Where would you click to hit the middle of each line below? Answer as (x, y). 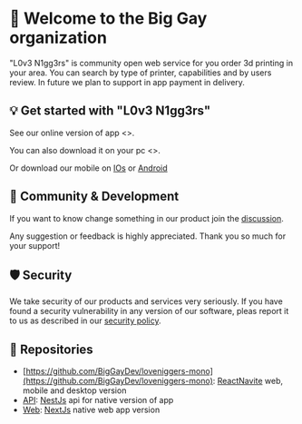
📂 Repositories (51, 349)
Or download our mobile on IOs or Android (88, 168)
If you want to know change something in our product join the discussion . (146, 218)
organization (58, 38)
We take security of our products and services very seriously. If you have (146, 301)
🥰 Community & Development (94, 197)
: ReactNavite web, (248, 381)
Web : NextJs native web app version (91, 410)
